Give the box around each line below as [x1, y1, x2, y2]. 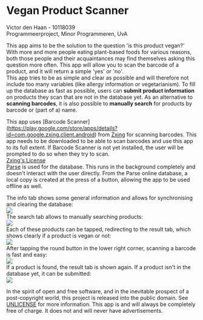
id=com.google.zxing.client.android [6, 131, 95, 138]
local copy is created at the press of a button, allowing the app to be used [6, 176, 190, 183]
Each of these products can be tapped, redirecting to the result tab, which [6, 225, 191, 233]
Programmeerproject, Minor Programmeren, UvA [6, 30, 128, 37]
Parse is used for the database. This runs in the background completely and [6, 163, 196, 170]
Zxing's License [6, 156, 46, 164]
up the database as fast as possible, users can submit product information [6, 87, 195, 94]
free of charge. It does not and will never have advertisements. [6, 307, 163, 314]
